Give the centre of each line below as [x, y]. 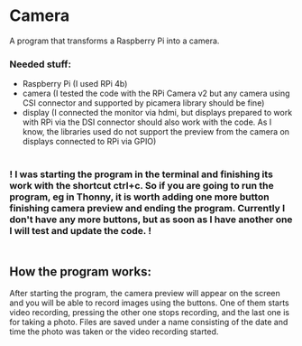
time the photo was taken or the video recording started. [114, 332]
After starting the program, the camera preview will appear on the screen [145, 293]
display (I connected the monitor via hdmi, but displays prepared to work [157, 113]
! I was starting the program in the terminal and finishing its [141, 174]
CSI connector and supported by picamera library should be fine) [143, 103]
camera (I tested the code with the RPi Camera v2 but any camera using [156, 94]
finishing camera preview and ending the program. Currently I [147, 209]
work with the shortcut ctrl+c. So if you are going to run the [142, 186]
